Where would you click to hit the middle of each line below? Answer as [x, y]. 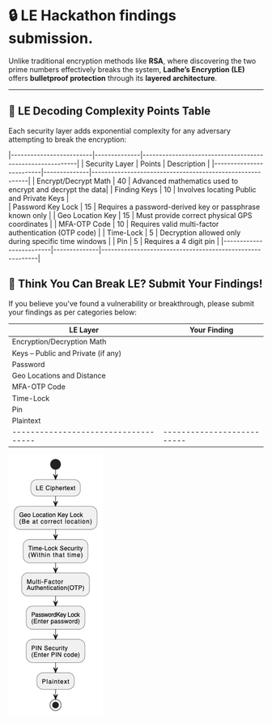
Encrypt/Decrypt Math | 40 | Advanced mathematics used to [137, 181]
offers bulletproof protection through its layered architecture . [113, 78]
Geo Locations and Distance [59, 376]
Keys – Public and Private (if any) [67, 353]
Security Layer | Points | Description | [148, 164]
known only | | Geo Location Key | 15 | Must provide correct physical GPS [130, 215]
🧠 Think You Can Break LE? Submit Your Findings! [136, 284]
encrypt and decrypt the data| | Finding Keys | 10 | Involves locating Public [132, 189]
